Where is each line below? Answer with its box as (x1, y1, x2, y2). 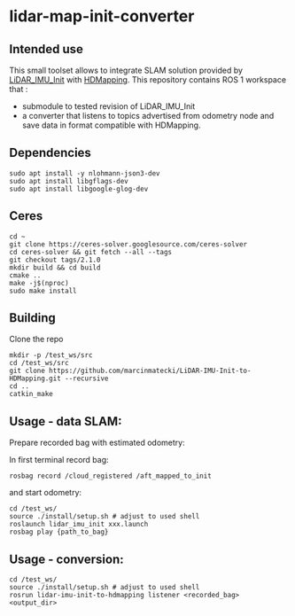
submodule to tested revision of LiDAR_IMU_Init (21, 101, 196, 112)
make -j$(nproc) (9, 278, 69, 287)
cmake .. (9, 270, 42, 280)
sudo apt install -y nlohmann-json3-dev (9, 168, 161, 178)
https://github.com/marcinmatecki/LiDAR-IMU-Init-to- (48, 366, 252, 376)
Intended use (9, 42, 84, 57)
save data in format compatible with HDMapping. (21, 120, 201, 130)
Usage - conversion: (9, 551, 124, 566)
